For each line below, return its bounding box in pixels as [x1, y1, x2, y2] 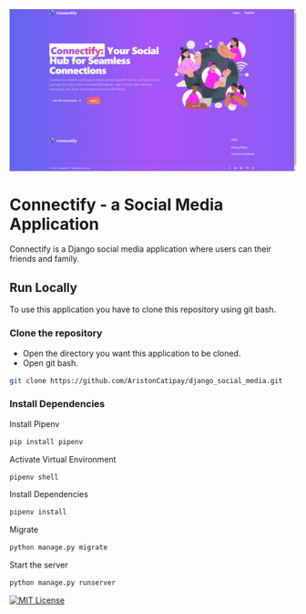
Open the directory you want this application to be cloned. [22, 348, 241, 359]
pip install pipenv [9, 437, 84, 446]
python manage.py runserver [9, 578, 117, 588]
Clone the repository [9, 327, 103, 339]
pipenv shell [9, 473, 59, 482]
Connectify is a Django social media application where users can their [9, 244, 271, 255]
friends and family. [9, 254, 80, 265]
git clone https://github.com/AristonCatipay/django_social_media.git [9, 376, 283, 385]
